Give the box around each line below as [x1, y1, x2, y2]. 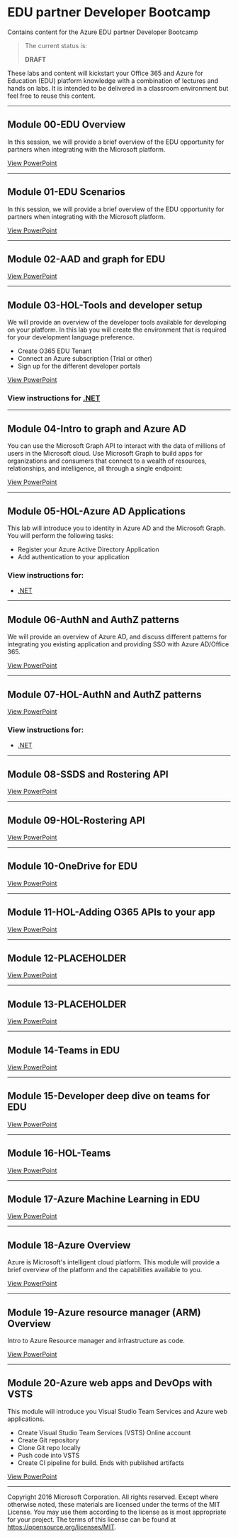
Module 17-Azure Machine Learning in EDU [7, 1194, 200, 1206]
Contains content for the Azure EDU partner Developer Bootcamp [7, 28, 198, 36]
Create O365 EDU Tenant [17, 347, 92, 355]
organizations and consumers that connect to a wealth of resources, [7, 456, 207, 465]
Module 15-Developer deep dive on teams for [7, 1090, 210, 1102]
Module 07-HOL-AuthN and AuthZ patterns [7, 688, 202, 700]
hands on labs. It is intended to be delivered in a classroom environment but [7, 84, 229, 92]
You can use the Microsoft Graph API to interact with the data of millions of [7, 442, 226, 450]
